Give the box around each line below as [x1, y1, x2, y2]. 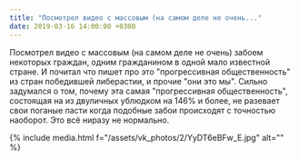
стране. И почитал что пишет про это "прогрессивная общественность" [9, 65, 291, 77]
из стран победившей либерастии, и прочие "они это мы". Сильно [9, 75, 268, 86]
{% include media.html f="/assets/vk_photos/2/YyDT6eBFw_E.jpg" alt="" [9, 132, 284, 143]
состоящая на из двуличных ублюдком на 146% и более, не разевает [9, 95, 280, 105]
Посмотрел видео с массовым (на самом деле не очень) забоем [9, 46, 264, 57]
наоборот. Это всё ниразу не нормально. [9, 115, 170, 125]
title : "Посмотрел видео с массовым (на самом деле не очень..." [9, 13, 262, 23]
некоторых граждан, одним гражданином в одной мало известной [9, 56, 271, 67]
